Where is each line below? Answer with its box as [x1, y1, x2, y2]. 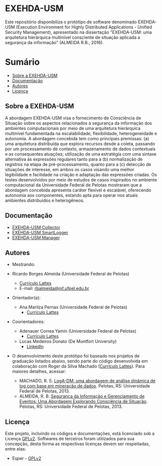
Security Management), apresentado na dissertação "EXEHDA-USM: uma [5, 29, 152, 35]
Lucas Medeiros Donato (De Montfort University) [19, 338, 117, 344]
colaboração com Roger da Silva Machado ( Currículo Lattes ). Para [12, 363, 145, 369]
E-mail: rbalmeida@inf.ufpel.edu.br [19, 286, 90, 291]
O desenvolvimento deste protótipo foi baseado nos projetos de [12, 353, 140, 359]
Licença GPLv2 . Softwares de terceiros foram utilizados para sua [5, 436, 135, 442]
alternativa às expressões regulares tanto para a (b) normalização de [5, 156, 143, 162]
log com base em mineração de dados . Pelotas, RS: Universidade [19, 383, 150, 389]
